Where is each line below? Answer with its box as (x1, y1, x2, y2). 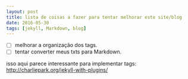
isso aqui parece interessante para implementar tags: (6, 60, 137, 67)
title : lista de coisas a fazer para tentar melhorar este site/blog (6, 14, 183, 20)
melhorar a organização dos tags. (14, 42, 98, 49)
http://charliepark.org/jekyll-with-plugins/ (6, 67, 108, 74)
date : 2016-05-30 (6, 20, 49, 26)
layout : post (6, 8, 39, 15)
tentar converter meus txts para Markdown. (14, 48, 122, 55)
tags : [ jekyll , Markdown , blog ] (6, 25, 86, 31)
